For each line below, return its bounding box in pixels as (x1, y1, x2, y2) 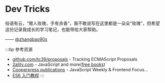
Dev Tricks (5, 3, 50, 15)
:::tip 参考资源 (5, 46, 33, 52)
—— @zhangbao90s (5, 36, 48, 42)
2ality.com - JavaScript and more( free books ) (12, 61, 105, 67)
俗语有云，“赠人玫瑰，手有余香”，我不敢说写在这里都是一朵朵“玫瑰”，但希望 (5, 20, 160, 26)
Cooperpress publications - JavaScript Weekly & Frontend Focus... (12, 66, 148, 72)
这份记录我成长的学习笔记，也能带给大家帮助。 (5, 26, 100, 32)
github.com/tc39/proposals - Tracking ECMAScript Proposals (12, 56, 137, 62)
